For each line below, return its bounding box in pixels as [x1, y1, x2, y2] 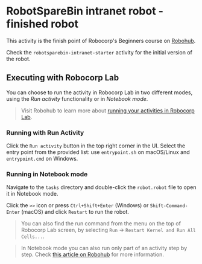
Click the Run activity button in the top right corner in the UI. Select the [6, 142, 186, 149]
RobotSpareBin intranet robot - [6, 4, 164, 18]
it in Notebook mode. [6, 190, 58, 198]
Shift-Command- [150, 203, 188, 209]
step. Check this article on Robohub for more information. [21, 251, 165, 258]
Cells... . [21, 233, 45, 240]
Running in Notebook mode [6, 170, 88, 178]
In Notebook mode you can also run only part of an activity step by [21, 245, 188, 252]
